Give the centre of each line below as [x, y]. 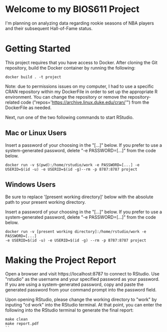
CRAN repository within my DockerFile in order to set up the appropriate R [81, 92]
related [12, 102]
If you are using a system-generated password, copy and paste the [74, 284]
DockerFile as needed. [28, 107]
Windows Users [30, 185]
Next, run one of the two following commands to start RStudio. [69, 117]
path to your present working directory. [45, 202]
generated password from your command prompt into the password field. [81, 290]
